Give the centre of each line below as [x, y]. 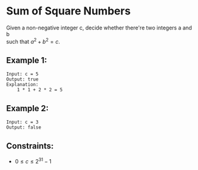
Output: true [22, 79]
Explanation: [22, 85]
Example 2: [28, 108]
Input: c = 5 [22, 74]
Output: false [24, 127]
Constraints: [30, 146]
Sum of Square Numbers [68, 11]
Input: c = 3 [22, 122]
